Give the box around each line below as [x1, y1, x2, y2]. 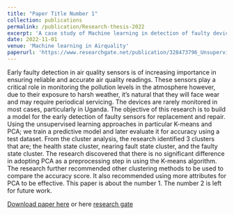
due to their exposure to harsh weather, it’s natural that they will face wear [7, 90, 220, 98]
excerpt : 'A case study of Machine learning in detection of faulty [7, 29, 210, 37]
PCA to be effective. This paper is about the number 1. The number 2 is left [7, 179, 221, 187]
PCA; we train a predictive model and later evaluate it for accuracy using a [7, 127, 220, 136]
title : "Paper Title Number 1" [7, 10, 98, 17]
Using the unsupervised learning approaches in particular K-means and [7, 120, 212, 128]
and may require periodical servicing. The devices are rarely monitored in [7, 97, 218, 106]
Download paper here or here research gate [7, 200, 134, 208]
